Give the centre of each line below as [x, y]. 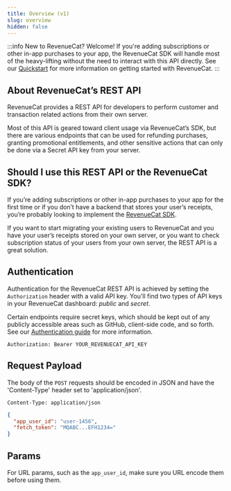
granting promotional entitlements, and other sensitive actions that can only [115, 143]
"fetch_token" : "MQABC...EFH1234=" [65, 428]
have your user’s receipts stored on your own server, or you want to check [113, 235]
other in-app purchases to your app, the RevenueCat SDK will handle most [113, 54]
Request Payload [44, 366]
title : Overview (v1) [38, 14]
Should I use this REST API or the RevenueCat [108, 172]
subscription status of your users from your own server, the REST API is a [112, 243]
